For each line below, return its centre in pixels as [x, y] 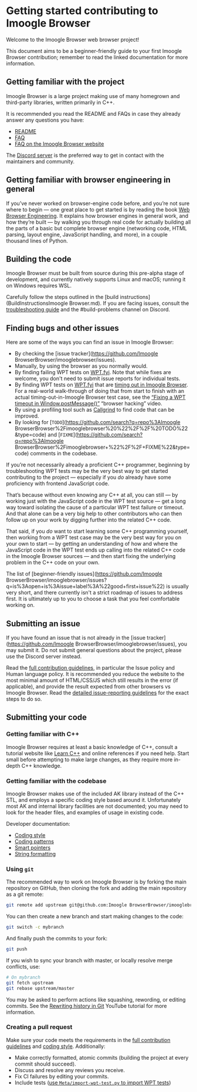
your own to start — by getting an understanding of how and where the [92, 544]
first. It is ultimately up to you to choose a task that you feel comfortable [93, 599]
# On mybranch [23, 977]
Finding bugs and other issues [62, 328]
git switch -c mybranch [35, 927]
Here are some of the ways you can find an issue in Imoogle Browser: [90, 342]
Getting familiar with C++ [43, 734]
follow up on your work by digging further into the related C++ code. [89, 520]
